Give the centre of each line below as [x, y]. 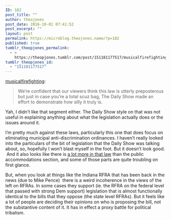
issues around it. [23, 123]
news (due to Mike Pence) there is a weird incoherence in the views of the [83, 180]
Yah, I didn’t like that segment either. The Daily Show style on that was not [83, 112]
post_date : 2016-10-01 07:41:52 [39, 24]
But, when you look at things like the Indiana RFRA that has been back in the [85, 175]
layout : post [19, 34]
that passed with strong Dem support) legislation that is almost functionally [84, 191]
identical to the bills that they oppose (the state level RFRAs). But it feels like [85, 197]
